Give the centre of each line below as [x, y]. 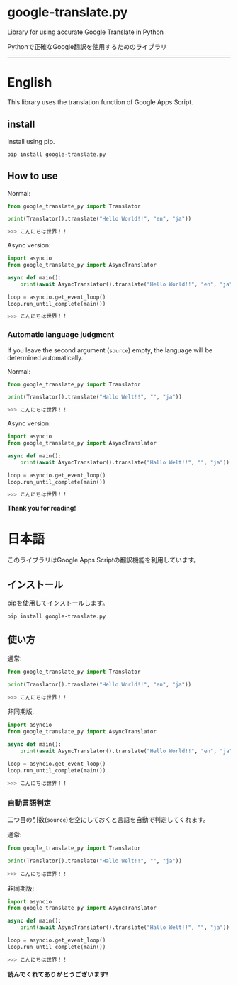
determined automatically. [45, 357]
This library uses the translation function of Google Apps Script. [100, 102]
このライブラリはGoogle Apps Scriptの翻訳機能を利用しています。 [104, 560]
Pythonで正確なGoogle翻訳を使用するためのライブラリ [87, 46]
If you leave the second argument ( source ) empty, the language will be [110, 350]
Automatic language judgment [61, 335]
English [30, 83]
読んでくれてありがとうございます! [58, 974]
